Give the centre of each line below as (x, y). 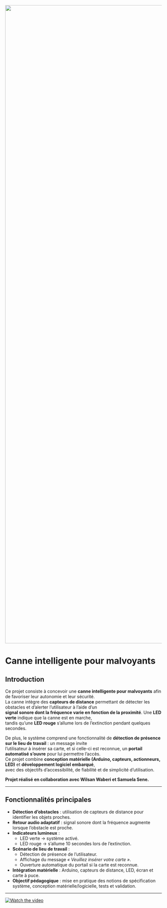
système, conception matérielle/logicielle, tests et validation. (74, 886)
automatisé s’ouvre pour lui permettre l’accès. (53, 754)
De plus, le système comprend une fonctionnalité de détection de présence (83, 738)
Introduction (25, 679)
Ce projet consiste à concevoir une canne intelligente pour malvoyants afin (83, 691)
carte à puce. (26, 875)
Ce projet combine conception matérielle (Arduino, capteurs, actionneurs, (83, 759)
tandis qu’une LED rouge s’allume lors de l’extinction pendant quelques (78, 723)
